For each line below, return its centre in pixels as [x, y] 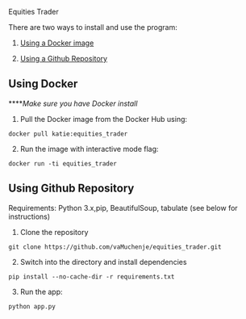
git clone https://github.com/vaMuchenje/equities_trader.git [115, 247]
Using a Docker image [57, 43]
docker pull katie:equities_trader [68, 134]
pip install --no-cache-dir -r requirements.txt [92, 277]
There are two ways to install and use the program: [93, 27]
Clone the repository [54, 232]
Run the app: [41, 292]
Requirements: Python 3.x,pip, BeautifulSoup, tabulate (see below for [123, 208]
